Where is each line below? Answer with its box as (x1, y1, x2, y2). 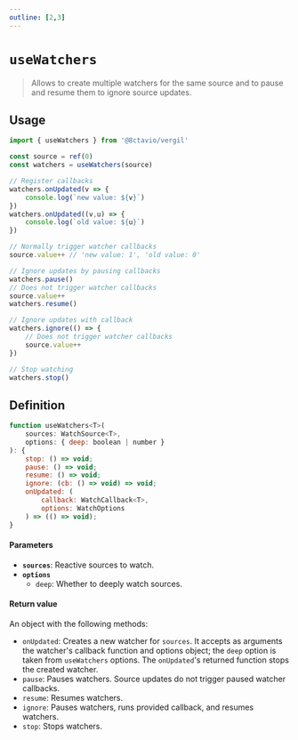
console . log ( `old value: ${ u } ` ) (25, 218, 145, 227)
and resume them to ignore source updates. (30, 86, 192, 98)
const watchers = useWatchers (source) (9, 161, 153, 170)
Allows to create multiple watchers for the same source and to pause (30, 77, 284, 88)
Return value (9, 599, 58, 609)
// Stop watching (9, 365, 74, 374)
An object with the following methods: (9, 618, 149, 629)
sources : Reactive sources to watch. (21, 559, 154, 570)
